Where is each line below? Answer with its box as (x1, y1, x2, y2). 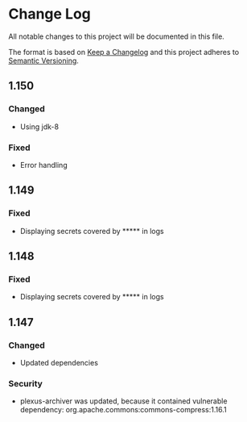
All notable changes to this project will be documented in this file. (8, 31, 225, 41)
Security (8, 378, 43, 389)
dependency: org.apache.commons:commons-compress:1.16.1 (19, 405, 227, 415)
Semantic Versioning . (8, 56, 79, 65)
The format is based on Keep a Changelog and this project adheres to (8, 47, 240, 56)
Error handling (19, 160, 68, 169)
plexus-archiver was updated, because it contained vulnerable (19, 396, 228, 406)
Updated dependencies (19, 357, 99, 367)
